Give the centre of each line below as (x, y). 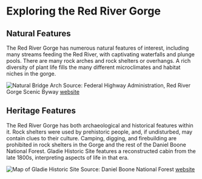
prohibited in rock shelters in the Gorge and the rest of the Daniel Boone (96, 145)
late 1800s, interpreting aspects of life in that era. (68, 157)
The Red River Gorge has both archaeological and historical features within (100, 125)
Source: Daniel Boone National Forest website (138, 169)
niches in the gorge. (31, 73)
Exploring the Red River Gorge (83, 11)
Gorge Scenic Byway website (43, 92)
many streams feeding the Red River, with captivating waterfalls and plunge (101, 54)
